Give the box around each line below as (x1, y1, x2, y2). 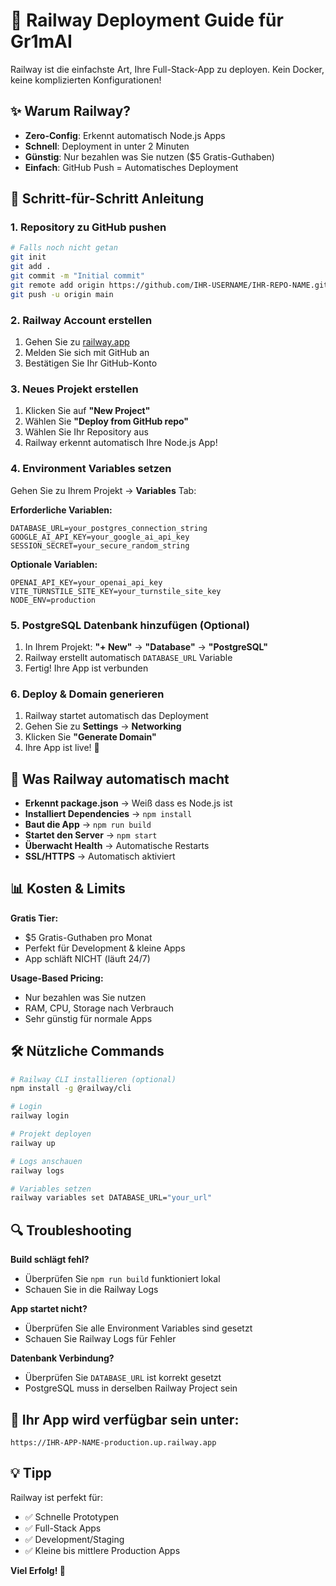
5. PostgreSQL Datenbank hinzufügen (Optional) (10, 618, 250, 632)
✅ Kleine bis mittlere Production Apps (24, 1544, 181, 1556)
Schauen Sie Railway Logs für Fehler (24, 1333, 177, 1345)
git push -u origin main (10, 289, 114, 299)
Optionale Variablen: (10, 558, 98, 570)
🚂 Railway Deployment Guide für (10, 9, 284, 32)
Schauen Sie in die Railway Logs (24, 1284, 159, 1296)
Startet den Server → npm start (24, 829, 158, 841)
